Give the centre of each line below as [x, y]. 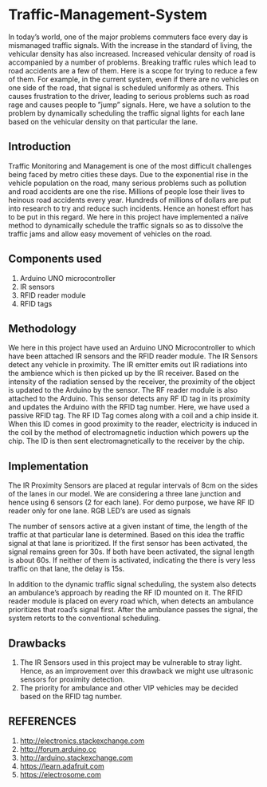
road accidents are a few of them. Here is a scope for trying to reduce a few [133, 70]
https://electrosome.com [60, 774]
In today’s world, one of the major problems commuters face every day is [128, 37]
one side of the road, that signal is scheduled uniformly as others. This [124, 87]
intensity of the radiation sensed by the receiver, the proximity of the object [132, 382]
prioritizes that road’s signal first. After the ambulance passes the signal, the [133, 610]
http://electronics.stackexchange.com [82, 741]
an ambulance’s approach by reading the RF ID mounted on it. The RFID [126, 593]
